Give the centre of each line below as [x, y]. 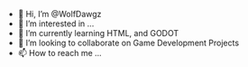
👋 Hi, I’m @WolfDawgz [60, 14]
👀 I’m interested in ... [56, 24]
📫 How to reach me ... [60, 53]
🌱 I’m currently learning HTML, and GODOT [98, 33]
